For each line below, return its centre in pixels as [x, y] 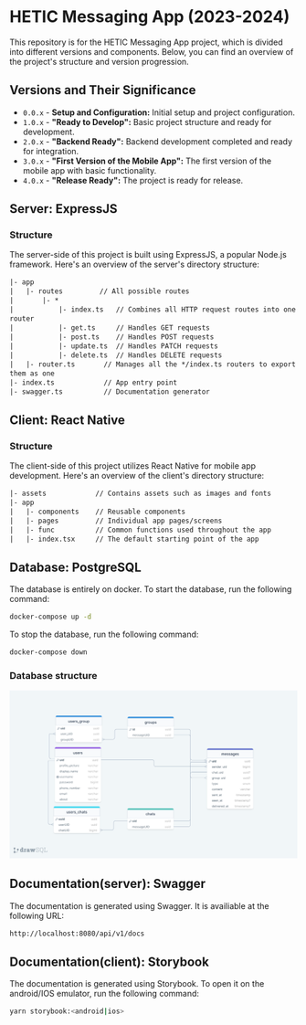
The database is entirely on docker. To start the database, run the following [151, 589]
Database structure [53, 675]
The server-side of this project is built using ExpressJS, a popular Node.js [148, 255]
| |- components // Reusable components [97, 512]
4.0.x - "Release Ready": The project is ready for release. [133, 180]
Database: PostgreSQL [75, 567]
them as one [32, 374]
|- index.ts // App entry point [94, 383]
